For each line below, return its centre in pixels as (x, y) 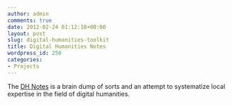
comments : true (30, 20)
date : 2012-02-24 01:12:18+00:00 (57, 27)
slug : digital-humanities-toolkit (59, 40)
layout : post (27, 33)
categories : (25, 60)
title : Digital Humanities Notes (57, 47)
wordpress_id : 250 (34, 54)
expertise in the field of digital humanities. (68, 94)
